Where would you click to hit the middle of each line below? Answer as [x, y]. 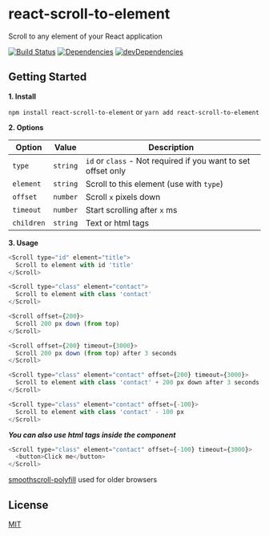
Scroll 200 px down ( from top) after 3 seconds [96, 353]
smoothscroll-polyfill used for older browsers [83, 480]
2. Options [26, 127]
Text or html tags [117, 223]
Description [171, 147]
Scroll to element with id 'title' [75, 265]
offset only [106, 171]
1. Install [22, 96]
